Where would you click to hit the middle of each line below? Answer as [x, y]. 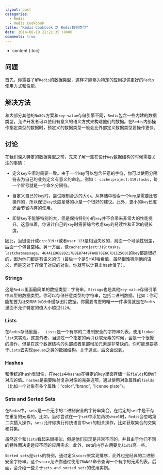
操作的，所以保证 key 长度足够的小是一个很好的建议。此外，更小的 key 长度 [84, 202]
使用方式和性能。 [22, 86]
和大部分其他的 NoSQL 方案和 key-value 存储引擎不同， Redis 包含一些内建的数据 [81, 115]
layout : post [18, 9]
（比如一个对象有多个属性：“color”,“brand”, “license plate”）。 [66, 386]
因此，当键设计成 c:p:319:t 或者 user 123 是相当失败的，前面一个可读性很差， [81, 241]
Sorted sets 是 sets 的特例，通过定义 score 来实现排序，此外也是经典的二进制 [80, 455]
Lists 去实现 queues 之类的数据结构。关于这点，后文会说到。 [68, 350]
